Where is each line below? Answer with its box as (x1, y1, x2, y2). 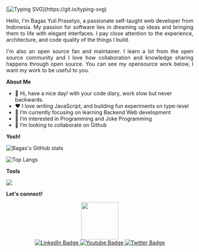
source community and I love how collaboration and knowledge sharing (6, 54, 194, 61)
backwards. (14, 96, 44, 103)
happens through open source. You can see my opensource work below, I (6, 60, 194, 67)
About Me (6, 78, 31, 85)
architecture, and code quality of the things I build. (6, 36, 129, 43)
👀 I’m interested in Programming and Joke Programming (14, 115, 152, 122)
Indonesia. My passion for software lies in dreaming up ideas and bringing (6, 24, 194, 30)
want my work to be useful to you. (6, 67, 90, 74)
